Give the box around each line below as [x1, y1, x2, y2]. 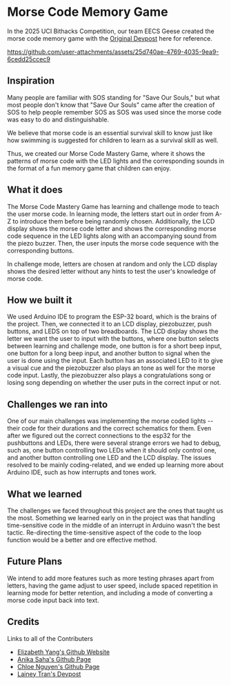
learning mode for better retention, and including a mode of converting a [7, 588, 213, 597]
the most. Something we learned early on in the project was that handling [7, 514, 216, 522]
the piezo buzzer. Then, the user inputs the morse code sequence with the [7, 239, 219, 247]
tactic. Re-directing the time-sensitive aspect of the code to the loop [7, 528, 202, 537]
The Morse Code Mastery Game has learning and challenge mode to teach [7, 202, 219, 210]
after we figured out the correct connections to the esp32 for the [7, 432, 192, 440]
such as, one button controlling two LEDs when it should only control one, [7, 446, 217, 455]
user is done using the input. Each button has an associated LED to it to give [7, 357, 223, 365]
